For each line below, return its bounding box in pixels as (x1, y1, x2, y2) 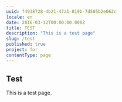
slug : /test (6, 36, 35, 42)
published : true (6, 42, 46, 47)
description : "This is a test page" (6, 30, 96, 36)
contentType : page (6, 52, 51, 58)
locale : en (6, 14, 33, 20)
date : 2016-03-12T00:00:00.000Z (6, 19, 85, 25)
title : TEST (6, 25, 35, 31)
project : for (6, 47, 38, 53)
